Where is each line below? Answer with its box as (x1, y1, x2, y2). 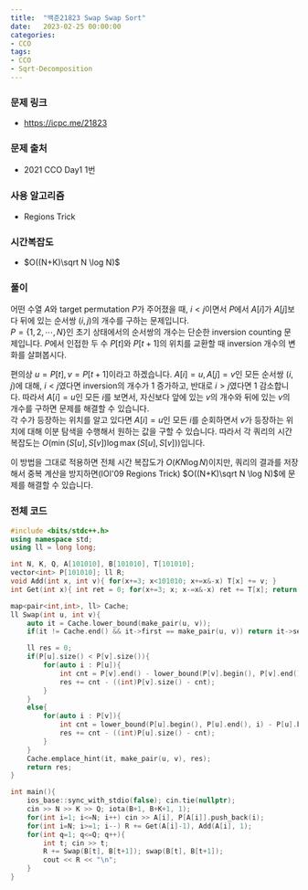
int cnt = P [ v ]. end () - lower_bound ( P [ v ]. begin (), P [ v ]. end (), (58, 669, 305, 678)
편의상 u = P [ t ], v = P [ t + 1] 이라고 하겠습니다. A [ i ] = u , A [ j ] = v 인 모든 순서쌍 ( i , (10, 369, 293, 380)
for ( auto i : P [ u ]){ (43, 661, 122, 670)
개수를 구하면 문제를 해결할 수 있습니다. (10, 403, 150, 414)
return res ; (27, 762, 72, 772)
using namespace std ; (10, 535, 93, 544)
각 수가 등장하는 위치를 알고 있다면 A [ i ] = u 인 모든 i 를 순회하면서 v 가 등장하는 (10, 415, 284, 426)
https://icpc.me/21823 (23, 118, 108, 129)
